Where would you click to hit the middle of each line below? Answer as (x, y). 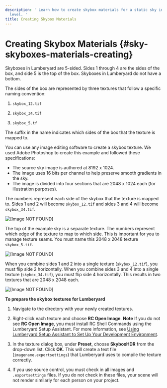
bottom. (13, 79)
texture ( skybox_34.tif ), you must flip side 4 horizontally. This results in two (83, 275)
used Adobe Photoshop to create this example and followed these (73, 153)
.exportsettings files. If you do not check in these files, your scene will (85, 375)
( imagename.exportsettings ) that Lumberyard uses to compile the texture (87, 355)
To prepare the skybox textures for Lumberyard (55, 299)
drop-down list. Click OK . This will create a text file (64, 350)
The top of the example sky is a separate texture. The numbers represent (80, 229)
